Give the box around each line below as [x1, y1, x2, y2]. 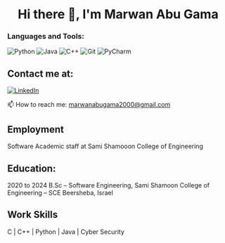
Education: [7, 162, 56, 174]
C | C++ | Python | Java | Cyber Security [7, 228, 124, 236]
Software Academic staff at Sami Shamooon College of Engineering [7, 142, 204, 150]
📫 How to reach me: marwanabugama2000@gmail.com [7, 100, 171, 109]
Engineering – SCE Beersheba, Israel [7, 188, 114, 197]
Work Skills [7, 209, 58, 221]
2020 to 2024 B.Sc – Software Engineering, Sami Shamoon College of [7, 180, 210, 189]
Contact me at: [7, 67, 74, 79]
